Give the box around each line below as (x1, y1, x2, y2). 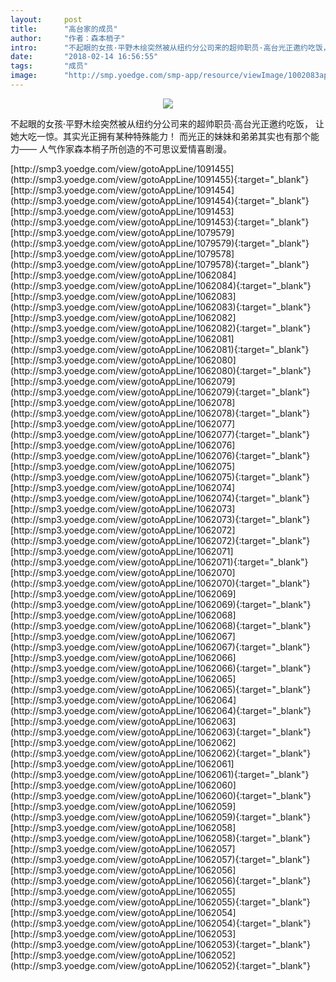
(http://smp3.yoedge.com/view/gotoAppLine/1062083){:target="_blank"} (10, 301, 312, 313)
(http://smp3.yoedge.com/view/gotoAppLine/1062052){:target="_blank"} (10, 959, 311, 971)
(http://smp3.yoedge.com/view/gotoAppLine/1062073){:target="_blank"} (10, 513, 311, 525)
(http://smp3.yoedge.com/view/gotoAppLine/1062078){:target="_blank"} (10, 407, 311, 419)
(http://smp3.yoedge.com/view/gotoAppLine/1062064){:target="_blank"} (10, 704, 312, 716)
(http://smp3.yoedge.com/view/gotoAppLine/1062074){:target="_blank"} (10, 492, 310, 504)
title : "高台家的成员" (10, 24, 118, 34)
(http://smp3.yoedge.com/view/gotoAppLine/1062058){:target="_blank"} (10, 832, 312, 844)
